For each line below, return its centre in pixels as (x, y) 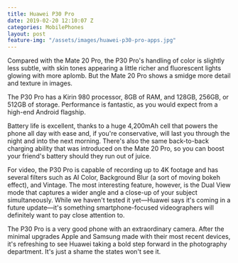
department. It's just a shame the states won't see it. (84, 252)
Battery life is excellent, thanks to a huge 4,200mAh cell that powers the (113, 126)
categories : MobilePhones (45, 27)
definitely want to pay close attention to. (66, 215)
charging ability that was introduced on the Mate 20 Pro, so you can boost (116, 149)
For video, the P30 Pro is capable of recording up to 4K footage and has (113, 170)
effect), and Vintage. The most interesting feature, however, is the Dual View (119, 185)
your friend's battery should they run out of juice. (79, 156)
